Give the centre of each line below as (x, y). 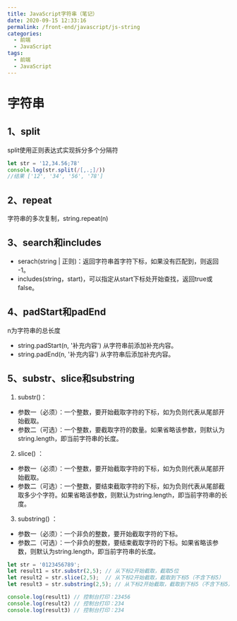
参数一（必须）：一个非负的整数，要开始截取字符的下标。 (99, 533)
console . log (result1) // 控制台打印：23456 (69, 597)
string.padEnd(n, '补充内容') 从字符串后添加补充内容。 (96, 354)
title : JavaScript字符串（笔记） (53, 14)
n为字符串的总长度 (34, 330)
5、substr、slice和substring (71, 379)
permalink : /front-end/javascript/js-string (74, 27)
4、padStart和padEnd (57, 312)
